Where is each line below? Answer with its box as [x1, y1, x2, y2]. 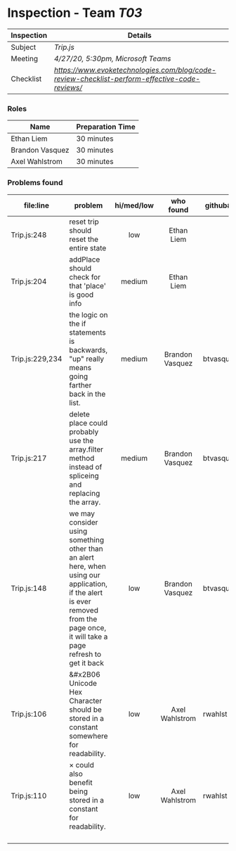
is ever [69, 596, 91, 606]
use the [69, 435, 94, 445]
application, [69, 579, 107, 589]
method [69, 453, 95, 463]
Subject [11, 42, 37, 52]
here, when [69, 561, 107, 571]
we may [69, 508, 95, 518]
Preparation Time [76, 122, 136, 132]
